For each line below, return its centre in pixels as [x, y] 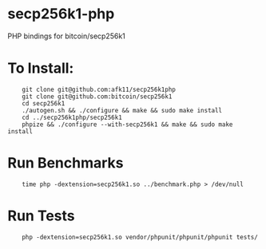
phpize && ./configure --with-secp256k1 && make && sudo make [127, 125]
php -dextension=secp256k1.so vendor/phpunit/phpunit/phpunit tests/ [140, 237]
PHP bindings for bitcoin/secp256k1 [66, 36]
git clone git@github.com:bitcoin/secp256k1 [97, 97]
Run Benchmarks [66, 163]
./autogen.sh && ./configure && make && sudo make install [122, 110]
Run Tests [41, 215]
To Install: [41, 68]
